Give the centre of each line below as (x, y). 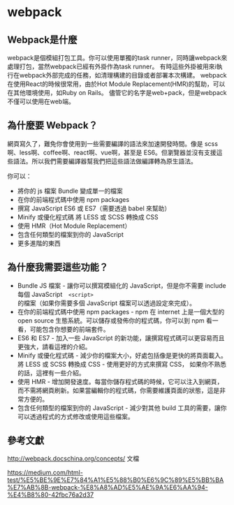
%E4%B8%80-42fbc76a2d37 (51, 495)
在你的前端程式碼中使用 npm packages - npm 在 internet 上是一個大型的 (121, 312)
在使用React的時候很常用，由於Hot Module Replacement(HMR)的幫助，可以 (116, 84)
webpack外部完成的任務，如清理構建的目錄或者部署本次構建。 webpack (123, 75)
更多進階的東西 (39, 243)
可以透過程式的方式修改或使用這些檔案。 (75, 416)
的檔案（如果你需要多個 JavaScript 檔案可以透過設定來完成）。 (106, 303)
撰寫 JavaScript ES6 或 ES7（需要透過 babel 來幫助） (94, 208)
